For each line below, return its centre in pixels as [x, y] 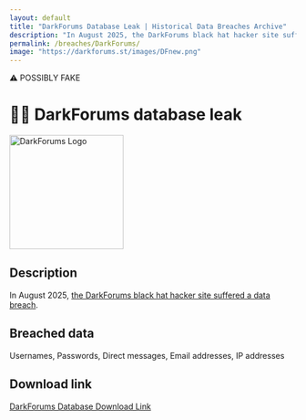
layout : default [40, 18]
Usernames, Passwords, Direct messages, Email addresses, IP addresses [147, 355]
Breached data [52, 334]
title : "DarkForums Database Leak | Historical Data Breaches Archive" [148, 26]
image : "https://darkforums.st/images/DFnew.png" [106, 52]
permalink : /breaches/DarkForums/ [75, 43]
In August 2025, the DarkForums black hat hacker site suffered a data [140, 295]
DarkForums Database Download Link [81, 406]
